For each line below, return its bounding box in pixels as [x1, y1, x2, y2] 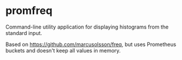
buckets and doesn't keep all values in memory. [5, 47, 121, 54]
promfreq [5, 4, 53, 17]
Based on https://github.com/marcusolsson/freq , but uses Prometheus [5, 41, 177, 48]
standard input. [5, 29, 42, 36]
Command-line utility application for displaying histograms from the [5, 23, 168, 30]
